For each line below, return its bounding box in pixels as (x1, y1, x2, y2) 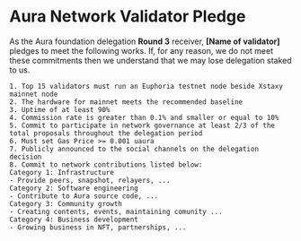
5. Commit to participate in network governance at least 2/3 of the (9, 121, 276, 130)
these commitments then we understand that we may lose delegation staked (9, 55, 292, 65)
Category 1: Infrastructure (9, 168, 115, 176)
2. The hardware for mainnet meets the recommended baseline (9, 97, 243, 107)
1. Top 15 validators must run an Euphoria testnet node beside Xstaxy (9, 82, 283, 90)
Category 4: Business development (9, 215, 139, 224)
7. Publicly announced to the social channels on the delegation (9, 144, 259, 153)
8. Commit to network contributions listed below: (9, 159, 203, 169)
